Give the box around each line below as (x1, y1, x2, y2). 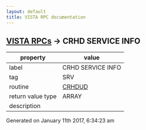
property (20, 54, 46, 62)
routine (9, 83, 29, 91)
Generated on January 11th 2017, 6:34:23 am (6, 117, 115, 124)
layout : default (6, 8, 46, 15)
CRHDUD (62, 83, 89, 91)
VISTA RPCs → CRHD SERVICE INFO (6, 36, 141, 46)
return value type (9, 92, 57, 100)
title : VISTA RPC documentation (6, 14, 86, 20)
